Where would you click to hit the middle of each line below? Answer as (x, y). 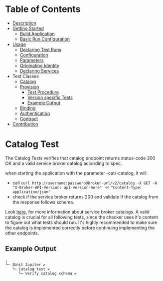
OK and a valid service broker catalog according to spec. (64, 163)
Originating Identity (40, 65)
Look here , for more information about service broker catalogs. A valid (77, 211)
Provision (29, 86)
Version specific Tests (50, 97)
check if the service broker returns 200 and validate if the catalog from (85, 196)
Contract (29, 118)
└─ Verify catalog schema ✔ (48, 273)
